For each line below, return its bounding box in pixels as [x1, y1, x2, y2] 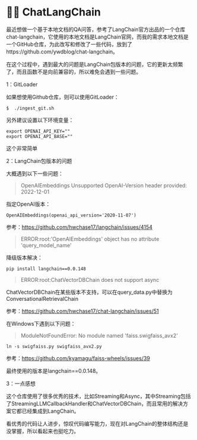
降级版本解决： [6, 254, 43, 261]
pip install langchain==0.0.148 [6, 266, 86, 272]
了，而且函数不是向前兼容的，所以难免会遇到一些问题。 [6, 68, 141, 75]
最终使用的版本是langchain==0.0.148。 [6, 367, 101, 374]
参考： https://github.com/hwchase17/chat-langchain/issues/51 [6, 307, 159, 315]
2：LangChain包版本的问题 [6, 157, 72, 164]
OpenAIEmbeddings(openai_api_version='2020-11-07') [6, 212, 136, 218]
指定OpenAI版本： [6, 200, 51, 208]
